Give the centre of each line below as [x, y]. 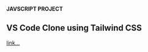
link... [13, 43]
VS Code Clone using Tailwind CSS [74, 28]
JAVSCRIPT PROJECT [35, 9]
